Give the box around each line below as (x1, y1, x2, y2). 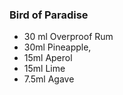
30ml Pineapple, (23, 41, 92, 53)
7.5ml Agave (23, 73, 75, 85)
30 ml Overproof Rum (23, 31, 114, 43)
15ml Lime (23, 63, 66, 75)
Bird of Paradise (9, 8, 89, 22)
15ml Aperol (23, 52, 73, 64)
